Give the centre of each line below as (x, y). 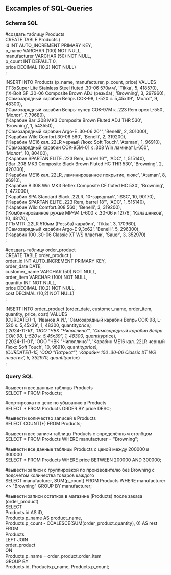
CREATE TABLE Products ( (33, 39)
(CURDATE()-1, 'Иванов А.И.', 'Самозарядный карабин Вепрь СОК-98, (81, 320)
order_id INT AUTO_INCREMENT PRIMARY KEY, (56, 261)
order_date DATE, (24, 266)
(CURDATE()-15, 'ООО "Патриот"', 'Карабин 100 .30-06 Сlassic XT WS (81, 352)
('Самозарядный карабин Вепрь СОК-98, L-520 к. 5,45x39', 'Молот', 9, (82, 98)
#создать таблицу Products (35, 34)
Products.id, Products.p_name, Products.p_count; (57, 567)
